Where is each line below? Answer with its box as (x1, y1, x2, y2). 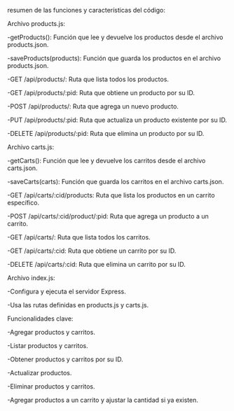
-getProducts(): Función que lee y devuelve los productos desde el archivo (7, 33, 223, 41)
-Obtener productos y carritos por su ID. (7, 355, 124, 363)
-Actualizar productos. (7, 369, 72, 377)
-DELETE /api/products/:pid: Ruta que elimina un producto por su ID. (7, 130, 205, 137)
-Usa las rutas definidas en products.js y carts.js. (7, 301, 149, 309)
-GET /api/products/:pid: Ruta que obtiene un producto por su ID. (7, 89, 195, 97)
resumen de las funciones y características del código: (7, 6, 166, 14)
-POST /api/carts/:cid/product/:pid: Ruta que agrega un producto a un (7, 212, 209, 220)
